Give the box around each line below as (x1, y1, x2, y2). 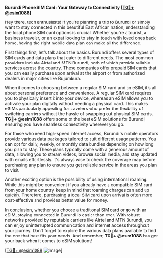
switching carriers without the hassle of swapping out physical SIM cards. (5, 111, 153, 117)
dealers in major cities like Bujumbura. (5, 76, 82, 81)
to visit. (5, 167, 20, 173)
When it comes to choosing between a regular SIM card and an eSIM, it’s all (5, 85, 157, 90)
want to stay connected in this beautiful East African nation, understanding (5, 24, 155, 30)
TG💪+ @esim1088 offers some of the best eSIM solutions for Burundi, (5, 116, 146, 122)
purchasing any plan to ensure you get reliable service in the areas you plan (5, 162, 157, 168)
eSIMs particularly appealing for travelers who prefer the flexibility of (5, 106, 144, 111)
